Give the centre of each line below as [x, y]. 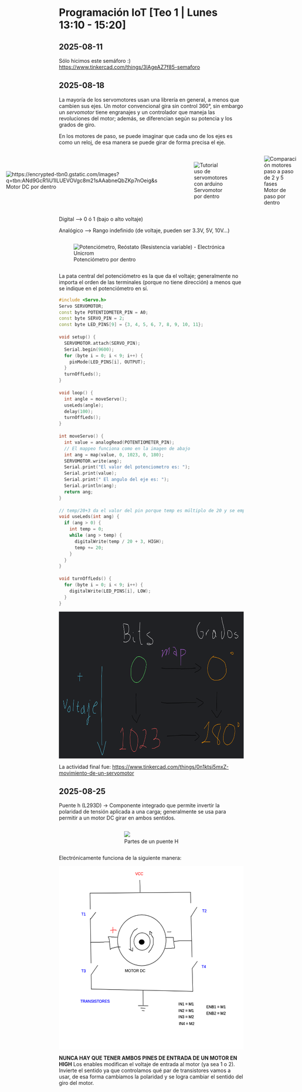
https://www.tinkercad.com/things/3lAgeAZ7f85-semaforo [130, 67]
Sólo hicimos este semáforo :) [95, 61]
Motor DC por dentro [31, 187]
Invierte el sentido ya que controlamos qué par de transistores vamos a [145, 1071]
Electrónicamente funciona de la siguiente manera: [120, 858]
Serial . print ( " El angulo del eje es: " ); [117, 480]
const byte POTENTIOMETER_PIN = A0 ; [104, 312]
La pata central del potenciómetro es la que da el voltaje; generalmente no [149, 275]
